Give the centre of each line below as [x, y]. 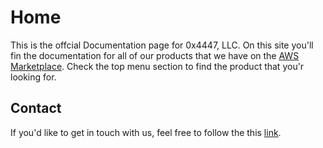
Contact [36, 108]
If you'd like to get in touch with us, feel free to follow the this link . [146, 132]
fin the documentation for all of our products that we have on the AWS [155, 55]
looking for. [33, 77]
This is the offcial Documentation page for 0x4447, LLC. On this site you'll [162, 45]
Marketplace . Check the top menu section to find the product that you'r [157, 66]
